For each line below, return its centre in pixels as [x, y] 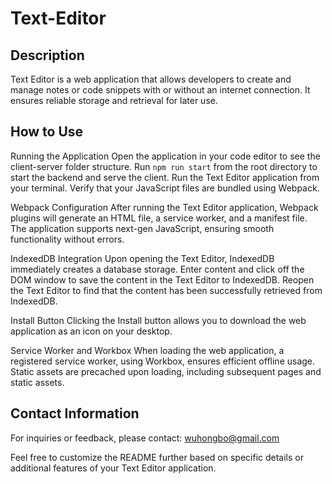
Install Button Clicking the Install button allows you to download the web [158, 320]
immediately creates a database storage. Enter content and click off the [157, 269]
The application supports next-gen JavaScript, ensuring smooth [142, 228]
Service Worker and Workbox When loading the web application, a [147, 350]
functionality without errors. [67, 239]
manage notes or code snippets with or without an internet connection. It [160, 90]
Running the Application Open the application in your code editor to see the [165, 156]
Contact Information [75, 413]
